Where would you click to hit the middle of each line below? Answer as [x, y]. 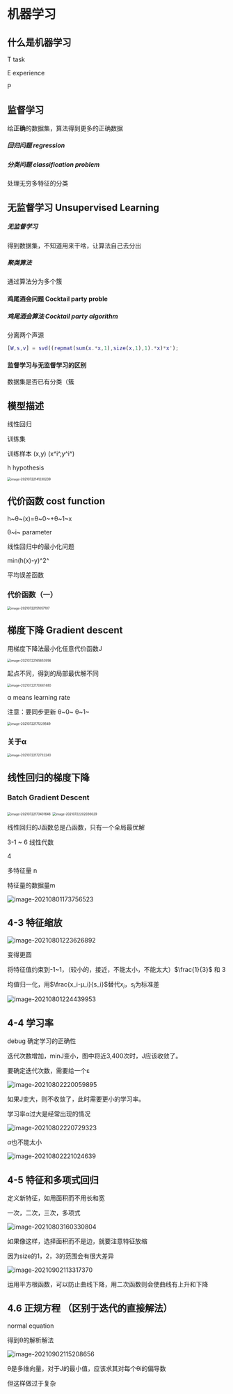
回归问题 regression [36, 145]
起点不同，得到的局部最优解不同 [53, 673]
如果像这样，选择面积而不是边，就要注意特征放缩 [77, 1241]
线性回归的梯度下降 [48, 778]
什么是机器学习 [39, 42]
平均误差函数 [25, 575]
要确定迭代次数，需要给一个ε [49, 1071]
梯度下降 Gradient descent [65, 630]
